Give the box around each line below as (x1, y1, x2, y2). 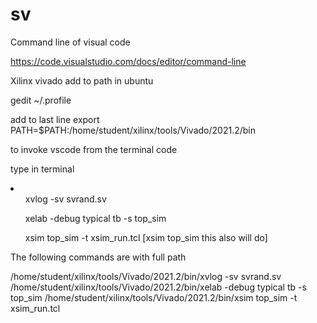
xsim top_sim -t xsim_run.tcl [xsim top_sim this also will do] (24, 231, 268, 243)
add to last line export (10, 113, 100, 125)
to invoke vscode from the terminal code (10, 143, 178, 155)
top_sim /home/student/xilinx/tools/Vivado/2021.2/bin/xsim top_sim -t (10, 291, 298, 303)
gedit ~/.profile (10, 94, 72, 106)
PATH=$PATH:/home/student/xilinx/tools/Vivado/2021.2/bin (10, 124, 256, 136)
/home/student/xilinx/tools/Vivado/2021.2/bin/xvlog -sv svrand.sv (10, 270, 282, 282)
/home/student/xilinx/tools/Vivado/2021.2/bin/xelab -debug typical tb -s (10, 281, 307, 293)
